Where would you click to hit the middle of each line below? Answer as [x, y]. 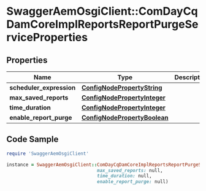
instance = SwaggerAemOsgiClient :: [52, 165]
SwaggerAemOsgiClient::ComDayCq [102, 11]
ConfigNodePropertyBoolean [125, 118]
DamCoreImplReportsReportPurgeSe [102, 24]
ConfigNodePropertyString [122, 88]
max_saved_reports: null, [130, 170]
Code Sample [32, 139]
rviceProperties [47, 37]
